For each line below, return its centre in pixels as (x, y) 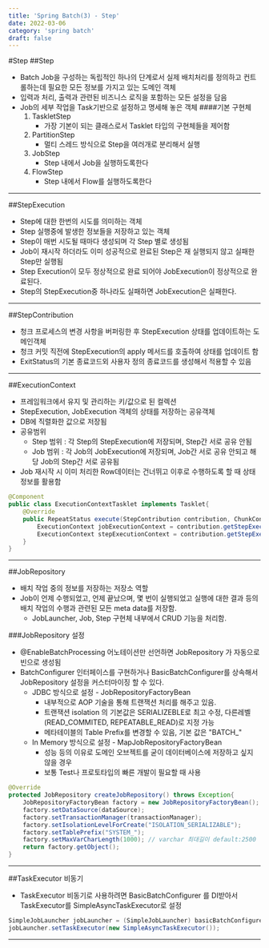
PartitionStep (53, 135)
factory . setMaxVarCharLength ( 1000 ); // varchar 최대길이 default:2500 (139, 840)
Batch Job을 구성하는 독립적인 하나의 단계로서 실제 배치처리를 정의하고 (130, 78)
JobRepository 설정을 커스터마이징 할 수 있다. (92, 682)
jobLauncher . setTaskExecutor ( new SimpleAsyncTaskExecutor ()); (114, 928)
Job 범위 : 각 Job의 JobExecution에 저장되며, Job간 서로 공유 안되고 (140, 452)
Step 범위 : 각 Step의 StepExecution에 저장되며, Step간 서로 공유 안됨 (142, 442)
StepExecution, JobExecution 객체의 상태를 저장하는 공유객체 (117, 412)
